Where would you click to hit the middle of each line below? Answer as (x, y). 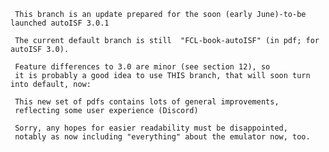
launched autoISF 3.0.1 (60, 23)
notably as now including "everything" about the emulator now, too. (162, 137)
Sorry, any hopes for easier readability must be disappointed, (151, 128)
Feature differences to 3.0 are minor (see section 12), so (142, 67)
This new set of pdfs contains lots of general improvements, (147, 102)
